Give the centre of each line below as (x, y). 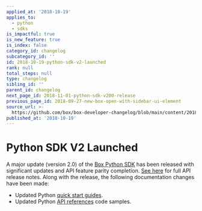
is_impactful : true (31, 34)
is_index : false (26, 46)
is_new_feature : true (33, 40)
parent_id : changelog (33, 90)
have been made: (28, 183)
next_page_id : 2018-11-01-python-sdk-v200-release (71, 96)
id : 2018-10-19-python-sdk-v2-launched (56, 62)
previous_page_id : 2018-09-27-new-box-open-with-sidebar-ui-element (94, 101)
